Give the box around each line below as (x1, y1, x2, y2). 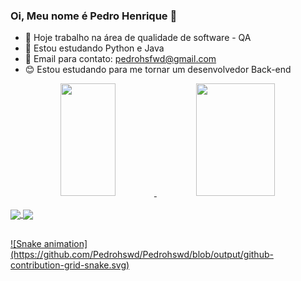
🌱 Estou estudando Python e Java (24, 42, 165, 54)
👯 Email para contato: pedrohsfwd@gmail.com (24, 53, 217, 65)
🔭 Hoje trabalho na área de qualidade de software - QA (24, 32, 252, 44)
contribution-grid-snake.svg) (10, 259, 130, 271)
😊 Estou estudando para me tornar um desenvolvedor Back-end (24, 64, 292, 76)
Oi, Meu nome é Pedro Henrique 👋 (10, 9, 178, 23)
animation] (43, 237, 88, 249)
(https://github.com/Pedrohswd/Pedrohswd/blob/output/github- (10, 248, 274, 260)
